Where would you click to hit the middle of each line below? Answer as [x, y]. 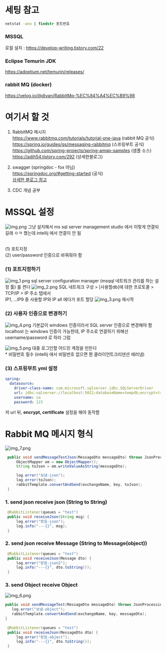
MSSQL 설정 [30, 212]
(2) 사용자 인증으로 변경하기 [36, 313]
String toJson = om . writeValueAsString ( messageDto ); [71, 466]
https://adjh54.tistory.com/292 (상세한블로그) [58, 156]
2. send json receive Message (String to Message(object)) [76, 543]
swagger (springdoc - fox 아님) [44, 167]
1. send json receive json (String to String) [56, 502]
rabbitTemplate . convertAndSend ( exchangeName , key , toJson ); [79, 485]
